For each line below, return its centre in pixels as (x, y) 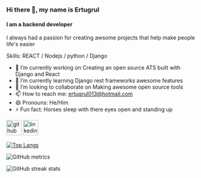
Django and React (37, 74)
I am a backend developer (39, 24)
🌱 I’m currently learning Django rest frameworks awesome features (99, 81)
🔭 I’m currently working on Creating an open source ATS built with (98, 68)
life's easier (21, 44)
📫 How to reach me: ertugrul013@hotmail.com (74, 94)
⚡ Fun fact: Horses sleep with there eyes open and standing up (94, 109)
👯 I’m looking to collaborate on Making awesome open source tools (99, 87)
